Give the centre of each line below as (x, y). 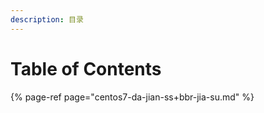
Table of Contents (86, 68)
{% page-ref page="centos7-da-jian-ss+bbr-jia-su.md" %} (132, 97)
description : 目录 (47, 19)
